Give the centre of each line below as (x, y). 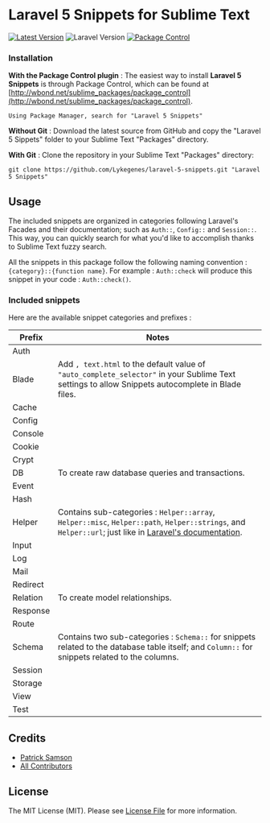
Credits (27, 738)
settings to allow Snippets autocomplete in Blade (149, 384)
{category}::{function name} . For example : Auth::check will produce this (131, 271)
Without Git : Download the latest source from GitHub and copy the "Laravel (135, 131)
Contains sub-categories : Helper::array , (136, 512)
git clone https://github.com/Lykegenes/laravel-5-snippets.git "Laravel (135, 170)
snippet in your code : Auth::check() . (70, 279)
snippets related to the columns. (118, 657)
